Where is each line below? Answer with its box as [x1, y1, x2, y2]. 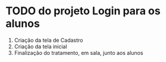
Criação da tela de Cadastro [14, 36, 83, 44]
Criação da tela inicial [14, 43, 67, 50]
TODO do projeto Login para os [5, 4, 161, 18]
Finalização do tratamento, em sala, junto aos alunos [14, 49, 143, 56]
